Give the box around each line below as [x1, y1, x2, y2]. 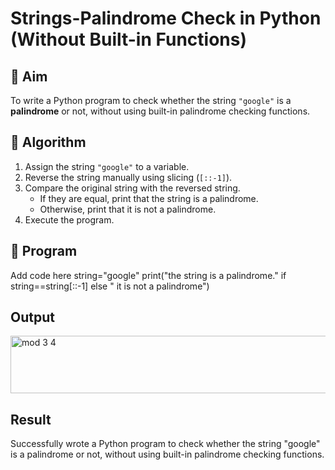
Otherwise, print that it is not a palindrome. [39, 203, 217, 215]
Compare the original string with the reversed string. [24, 182, 241, 194]
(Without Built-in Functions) [10, 28, 248, 51]
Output [10, 309, 55, 326]
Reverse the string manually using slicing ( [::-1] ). [24, 171, 233, 183]
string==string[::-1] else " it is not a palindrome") [10, 280, 210, 292]
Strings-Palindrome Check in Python [10, 7, 322, 30]
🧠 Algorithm [10, 134, 87, 151]
